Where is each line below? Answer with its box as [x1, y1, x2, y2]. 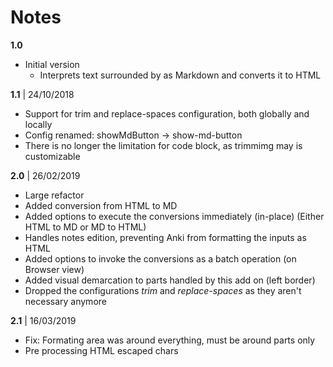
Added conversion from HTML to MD [24, 199, 178, 211]
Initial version [24, 58, 80, 70]
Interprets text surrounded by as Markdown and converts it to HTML [39, 69, 322, 81]
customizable [24, 150, 81, 162]
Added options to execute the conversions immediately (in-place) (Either [24, 210, 325, 222]
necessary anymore [24, 295, 107, 307]
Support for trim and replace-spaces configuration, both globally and [24, 107, 310, 120]
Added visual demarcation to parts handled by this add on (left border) [24, 274, 316, 286]
